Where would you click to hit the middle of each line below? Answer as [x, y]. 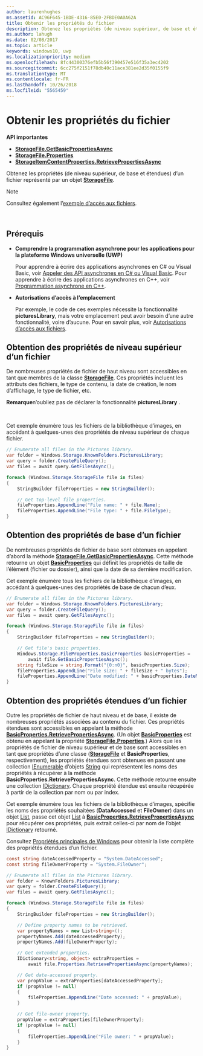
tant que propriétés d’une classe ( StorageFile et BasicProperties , [88, 753]
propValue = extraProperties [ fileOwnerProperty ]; [81, 1020]
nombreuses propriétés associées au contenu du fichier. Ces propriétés [96, 721]
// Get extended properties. [54, 953]
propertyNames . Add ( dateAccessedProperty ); [71, 936]
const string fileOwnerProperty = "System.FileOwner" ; [77, 864]
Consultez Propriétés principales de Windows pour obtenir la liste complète [100, 841]
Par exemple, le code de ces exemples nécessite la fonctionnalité [96, 309]
